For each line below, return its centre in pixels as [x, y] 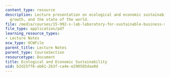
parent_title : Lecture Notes [36, 48]
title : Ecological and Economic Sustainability [56, 62]
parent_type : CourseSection [35, 52]
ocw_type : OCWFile [25, 43]
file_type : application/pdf [35, 29]
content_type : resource [30, 10]
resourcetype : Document [30, 57]
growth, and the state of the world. [50, 19]
